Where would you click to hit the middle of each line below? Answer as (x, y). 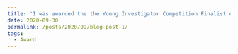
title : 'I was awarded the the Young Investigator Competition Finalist (117, 14)
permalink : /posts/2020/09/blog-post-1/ (68, 27)
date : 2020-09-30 (33, 20)
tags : (15, 33)
